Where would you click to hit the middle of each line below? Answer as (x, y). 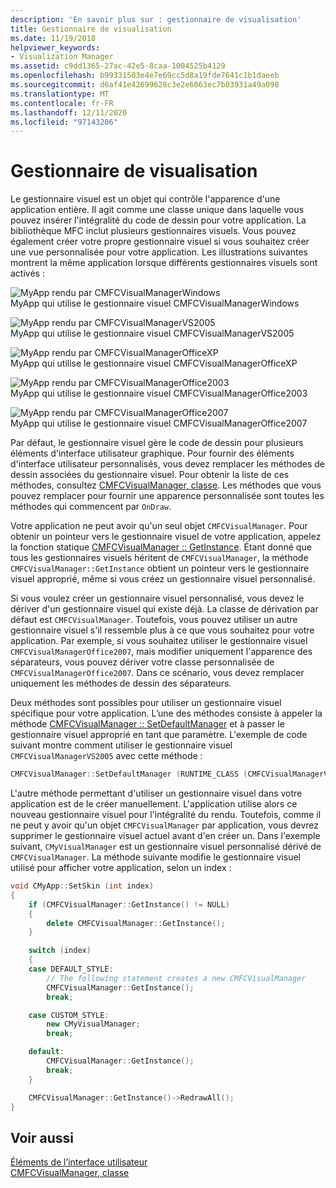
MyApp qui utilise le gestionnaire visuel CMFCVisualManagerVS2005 (152, 333)
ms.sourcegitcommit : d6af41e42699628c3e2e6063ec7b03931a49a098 (145, 85)
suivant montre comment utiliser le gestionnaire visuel (121, 745)
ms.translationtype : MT (60, 94)
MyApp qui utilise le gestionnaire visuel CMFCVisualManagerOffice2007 (159, 423)
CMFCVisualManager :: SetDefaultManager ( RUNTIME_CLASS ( (129, 774)
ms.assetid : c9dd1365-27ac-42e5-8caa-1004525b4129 (118, 66)
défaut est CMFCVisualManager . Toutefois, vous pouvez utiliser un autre (154, 620)
